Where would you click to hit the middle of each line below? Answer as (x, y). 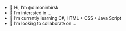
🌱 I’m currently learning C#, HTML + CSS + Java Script (65, 18)
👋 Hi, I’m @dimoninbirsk (34, 8)
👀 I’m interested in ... (31, 13)
